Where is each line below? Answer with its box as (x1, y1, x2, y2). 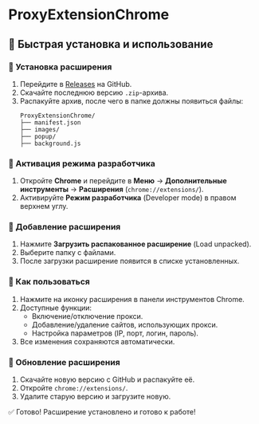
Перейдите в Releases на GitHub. (19, 79, 132, 88)
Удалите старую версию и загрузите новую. (19, 392, 171, 402)
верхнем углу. (19, 202, 69, 211)
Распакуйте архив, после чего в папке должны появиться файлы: (19, 96, 244, 105)
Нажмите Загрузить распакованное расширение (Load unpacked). (19, 239, 252, 249)
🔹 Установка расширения (8, 61, 112, 73)
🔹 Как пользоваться (8, 277, 90, 288)
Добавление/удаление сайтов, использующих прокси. (31, 320, 218, 329)
